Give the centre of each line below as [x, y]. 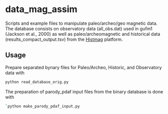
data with [15, 73]
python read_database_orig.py [37, 82]
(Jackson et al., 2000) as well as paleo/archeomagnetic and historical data [83, 34]
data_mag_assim [41, 9]
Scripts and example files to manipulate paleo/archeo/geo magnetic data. [81, 23]
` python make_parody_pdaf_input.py [43, 106]
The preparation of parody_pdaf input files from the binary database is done [84, 91]
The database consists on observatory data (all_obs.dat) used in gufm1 [79, 28]
